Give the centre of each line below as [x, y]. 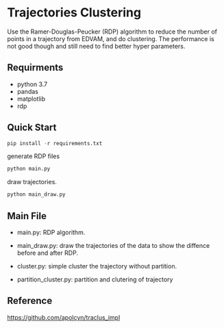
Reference [30, 301]
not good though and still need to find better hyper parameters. [96, 46]
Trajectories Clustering [74, 13]
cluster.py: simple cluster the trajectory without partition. [97, 266]
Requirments [35, 67]
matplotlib [31, 99]
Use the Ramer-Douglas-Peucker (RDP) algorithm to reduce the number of [112, 31]
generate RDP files [34, 156]
